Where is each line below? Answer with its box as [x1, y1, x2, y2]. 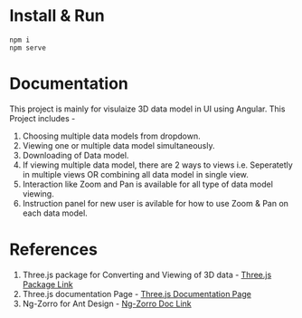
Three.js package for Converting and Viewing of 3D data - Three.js [22, 269, 272, 280]
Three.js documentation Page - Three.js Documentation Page [22, 288, 251, 299]
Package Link [22, 278, 74, 290]
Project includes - [9, 112, 76, 123]
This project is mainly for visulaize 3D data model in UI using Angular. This [9, 103, 286, 114]
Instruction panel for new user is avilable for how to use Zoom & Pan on [22, 198, 289, 208]
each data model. [22, 207, 88, 218]
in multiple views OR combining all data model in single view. [22, 169, 249, 179]
